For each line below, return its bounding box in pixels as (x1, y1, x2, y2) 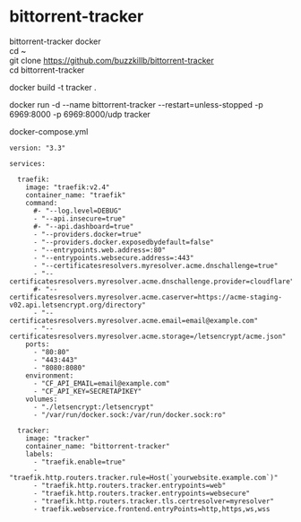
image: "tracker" (25, 433, 90, 443)
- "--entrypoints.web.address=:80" (32, 245, 167, 255)
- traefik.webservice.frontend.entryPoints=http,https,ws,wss (32, 504, 271, 513)
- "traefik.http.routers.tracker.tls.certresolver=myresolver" (32, 496, 275, 506)
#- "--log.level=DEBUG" (32, 206, 123, 215)
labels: (25, 449, 54, 458)
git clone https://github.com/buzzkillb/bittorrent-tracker (9, 55, 214, 65)
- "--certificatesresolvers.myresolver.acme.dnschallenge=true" (32, 261, 279, 270)
